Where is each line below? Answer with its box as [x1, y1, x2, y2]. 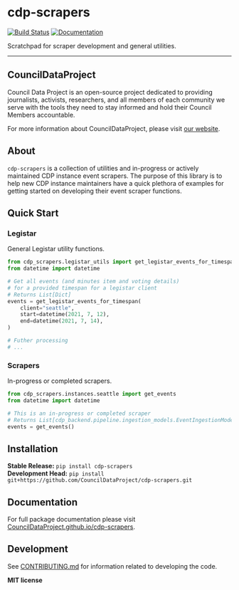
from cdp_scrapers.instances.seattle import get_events [7, 391, 176, 398]
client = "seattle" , [20, 304, 75, 312]
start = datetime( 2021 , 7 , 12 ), [20, 311, 110, 318]
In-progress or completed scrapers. [7, 376, 112, 385]
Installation [7, 443, 58, 455]
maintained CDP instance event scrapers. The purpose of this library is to [7, 172, 223, 180]
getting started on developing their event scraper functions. [7, 186, 183, 195]
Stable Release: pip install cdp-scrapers [7, 462, 133, 470]
